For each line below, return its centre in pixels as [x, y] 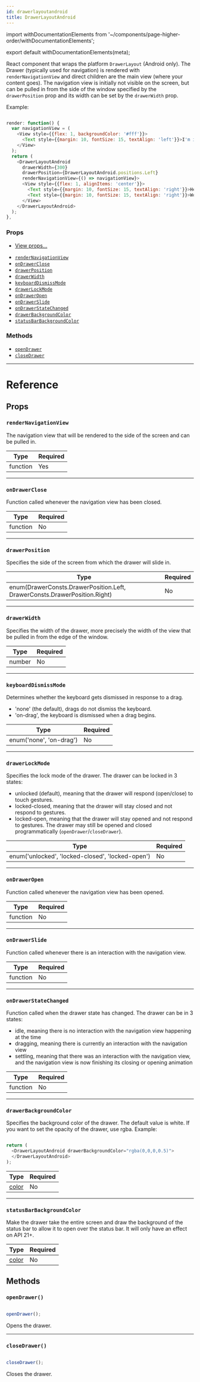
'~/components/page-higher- [144, 34]
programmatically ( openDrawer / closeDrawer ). [69, 832]
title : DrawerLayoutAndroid [41, 17]
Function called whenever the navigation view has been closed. [84, 502]
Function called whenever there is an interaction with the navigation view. [96, 952]
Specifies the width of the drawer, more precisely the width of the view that [99, 630]
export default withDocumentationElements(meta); [68, 52]
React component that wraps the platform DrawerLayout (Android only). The [99, 64]
